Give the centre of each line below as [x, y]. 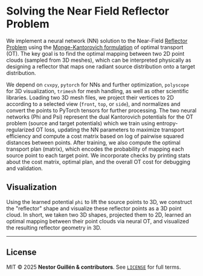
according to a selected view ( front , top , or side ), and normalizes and [93, 103]
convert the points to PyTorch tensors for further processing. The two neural [101, 110]
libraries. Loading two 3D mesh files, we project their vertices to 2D [90, 97]
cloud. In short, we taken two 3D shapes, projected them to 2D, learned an [99, 215]
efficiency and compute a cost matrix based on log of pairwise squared [95, 136]
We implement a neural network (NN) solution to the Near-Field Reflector [97, 41]
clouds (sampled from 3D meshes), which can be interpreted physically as [99, 60]
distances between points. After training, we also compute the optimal [93, 142]
